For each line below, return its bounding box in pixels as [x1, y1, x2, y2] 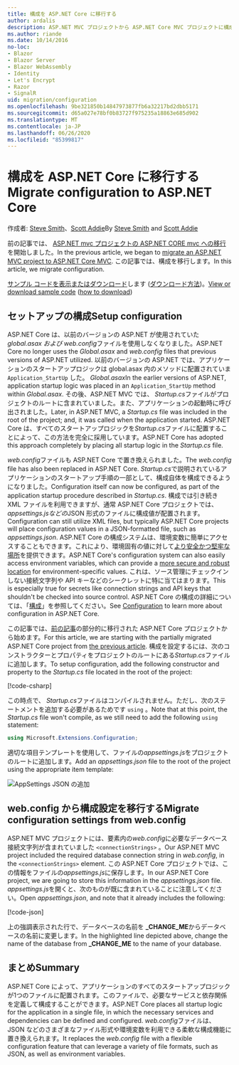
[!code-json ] [7, 908, 44, 916]
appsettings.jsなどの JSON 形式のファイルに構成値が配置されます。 [7, 509, 204, 517]
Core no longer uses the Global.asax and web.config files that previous [7, 347, 217, 356]
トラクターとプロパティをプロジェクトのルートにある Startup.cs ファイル [19, 651, 230, 659]
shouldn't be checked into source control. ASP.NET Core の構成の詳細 [7, 593, 213, 601]
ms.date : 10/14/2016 [7, 37, 69, 44]
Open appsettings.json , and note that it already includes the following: [20, 894, 225, 902]
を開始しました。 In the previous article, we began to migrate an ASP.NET [7, 248, 222, 257]
